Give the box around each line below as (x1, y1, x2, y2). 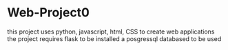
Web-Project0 (7, 5, 90, 21)
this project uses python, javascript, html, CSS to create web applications (7, 27, 215, 36)
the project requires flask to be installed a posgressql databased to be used (7, 34, 222, 42)
